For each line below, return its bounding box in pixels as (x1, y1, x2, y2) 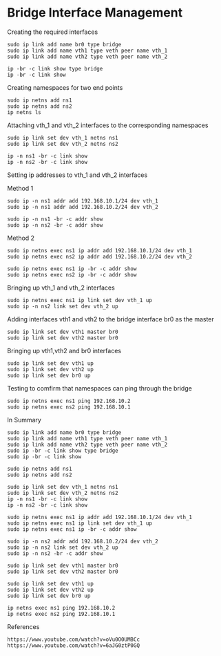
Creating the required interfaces (7, 28, 98, 36)
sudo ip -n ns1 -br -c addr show (7, 216, 103, 223)
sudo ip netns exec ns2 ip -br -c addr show (7, 271, 137, 278)
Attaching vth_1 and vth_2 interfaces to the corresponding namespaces (7, 121, 209, 129)
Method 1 (7, 184, 34, 192)
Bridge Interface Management (7, 5, 183, 21)
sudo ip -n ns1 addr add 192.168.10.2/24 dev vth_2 (7, 203, 158, 210)
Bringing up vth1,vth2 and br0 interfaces (7, 346, 122, 355)
